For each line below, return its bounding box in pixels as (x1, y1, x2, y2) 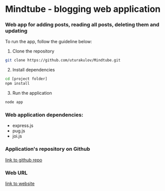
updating (5, 27, 28, 34)
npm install (5, 81, 30, 86)
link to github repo (5, 157, 43, 163)
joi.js (12, 133, 22, 139)
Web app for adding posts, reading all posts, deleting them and (5, 21, 160, 28)
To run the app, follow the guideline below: (5, 39, 93, 45)
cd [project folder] (5, 76, 48, 81)
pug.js (12, 128, 26, 134)
